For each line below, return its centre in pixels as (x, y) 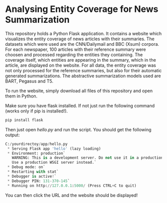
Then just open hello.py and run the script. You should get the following (78, 129)
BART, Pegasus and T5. (29, 81)
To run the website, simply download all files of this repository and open (79, 91)
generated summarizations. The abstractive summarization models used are (83, 76)
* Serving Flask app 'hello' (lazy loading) (54, 149)
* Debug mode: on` (26, 167)
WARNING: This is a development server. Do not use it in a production (87, 158)
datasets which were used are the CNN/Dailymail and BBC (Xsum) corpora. (82, 44)
